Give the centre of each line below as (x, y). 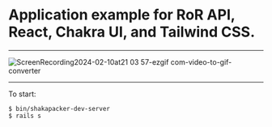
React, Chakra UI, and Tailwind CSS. (132, 32)
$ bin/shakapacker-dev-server (59, 108)
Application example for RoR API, (122, 15)
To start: (22, 94)
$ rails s (25, 116)
